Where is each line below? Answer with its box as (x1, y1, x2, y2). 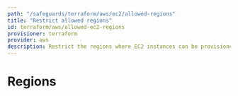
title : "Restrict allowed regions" (7, 17, 113, 24)
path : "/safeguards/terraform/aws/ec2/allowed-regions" (7, 10, 176, 18)
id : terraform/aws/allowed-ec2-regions (7, 23, 125, 30)
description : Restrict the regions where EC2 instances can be (7, 43, 198, 50)
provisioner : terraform (7, 30, 78, 37)
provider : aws (7, 37, 50, 44)
